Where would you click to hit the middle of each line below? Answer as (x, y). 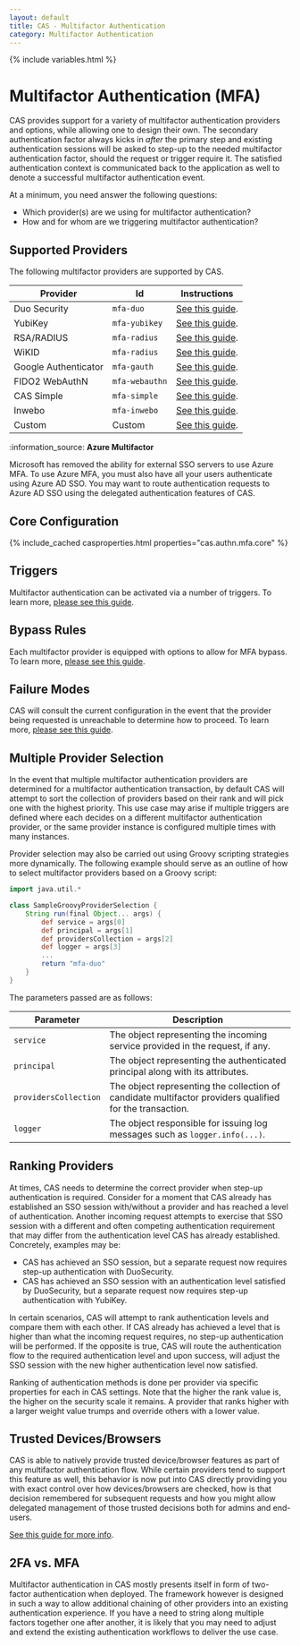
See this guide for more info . (62, 1535)
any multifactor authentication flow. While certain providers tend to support (147, 1470)
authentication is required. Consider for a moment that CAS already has (141, 1197)
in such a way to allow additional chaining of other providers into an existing (149, 1604)
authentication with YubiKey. (75, 1300)
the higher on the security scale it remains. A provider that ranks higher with (149, 1401)
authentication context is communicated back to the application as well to (145, 168)
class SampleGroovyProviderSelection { (83, 906)
